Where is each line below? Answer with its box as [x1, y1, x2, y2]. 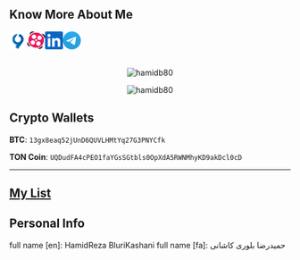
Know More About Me [9, 7, 134, 22]
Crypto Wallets [9, 111, 95, 126]
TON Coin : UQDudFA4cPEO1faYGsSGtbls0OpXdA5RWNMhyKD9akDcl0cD [9, 151, 243, 162]
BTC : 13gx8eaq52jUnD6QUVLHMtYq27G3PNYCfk [9, 134, 166, 145]
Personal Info [9, 216, 85, 231]
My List [9, 186, 52, 201]
